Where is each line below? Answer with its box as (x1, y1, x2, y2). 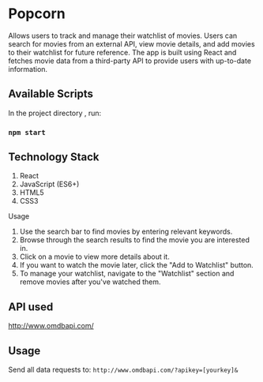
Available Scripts (8, 88, 93, 101)
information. (8, 64, 48, 73)
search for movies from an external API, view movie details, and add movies (8, 39, 255, 48)
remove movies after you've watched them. (19, 277, 161, 286)
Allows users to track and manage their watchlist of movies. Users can (8, 31, 238, 40)
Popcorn (8, 5, 66, 23)
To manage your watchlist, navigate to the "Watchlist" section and (19, 269, 235, 279)
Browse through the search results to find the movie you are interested (19, 235, 250, 245)
